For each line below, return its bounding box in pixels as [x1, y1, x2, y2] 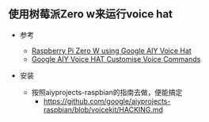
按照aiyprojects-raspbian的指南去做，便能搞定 [31, 87, 183, 97]
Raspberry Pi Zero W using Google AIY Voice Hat [31, 46, 192, 55]
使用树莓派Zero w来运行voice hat [8, 7, 173, 21]
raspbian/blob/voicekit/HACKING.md [43, 105, 164, 114]
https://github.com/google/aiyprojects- [43, 96, 171, 105]
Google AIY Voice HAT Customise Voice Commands [31, 54, 201, 63]
